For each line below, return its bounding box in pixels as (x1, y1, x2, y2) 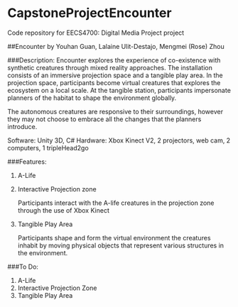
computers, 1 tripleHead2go (7, 143, 89, 152)
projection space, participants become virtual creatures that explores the (7, 78, 221, 86)
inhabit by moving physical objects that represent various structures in (17, 241, 225, 250)
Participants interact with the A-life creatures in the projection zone (17, 199, 215, 207)
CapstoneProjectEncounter (7, 5, 172, 21)
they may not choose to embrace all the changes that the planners (7, 115, 202, 123)
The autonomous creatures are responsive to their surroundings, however (7, 107, 224, 116)
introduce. (7, 122, 38, 130)
